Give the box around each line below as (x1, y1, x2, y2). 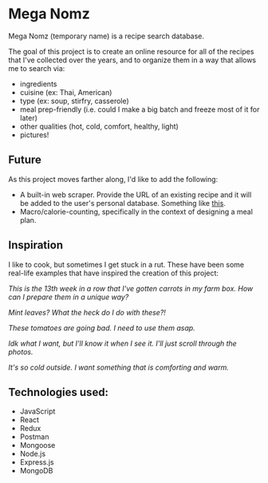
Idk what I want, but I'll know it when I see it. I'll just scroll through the (8, 338, 237, 348)
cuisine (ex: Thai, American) (19, 87, 112, 97)
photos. (8, 346, 33, 356)
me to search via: (8, 63, 65, 73)
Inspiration (8, 239, 64, 252)
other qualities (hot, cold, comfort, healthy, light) (19, 121, 179, 131)
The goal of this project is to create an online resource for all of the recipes (8, 46, 254, 56)
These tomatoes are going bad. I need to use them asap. (8, 323, 195, 332)
